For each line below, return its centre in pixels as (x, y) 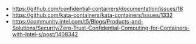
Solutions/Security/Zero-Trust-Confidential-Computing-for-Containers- (101, 28)
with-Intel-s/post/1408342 (45, 34)
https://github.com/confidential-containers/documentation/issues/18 (97, 9)
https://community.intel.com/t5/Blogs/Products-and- (78, 21)
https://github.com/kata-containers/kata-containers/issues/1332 (92, 15)
